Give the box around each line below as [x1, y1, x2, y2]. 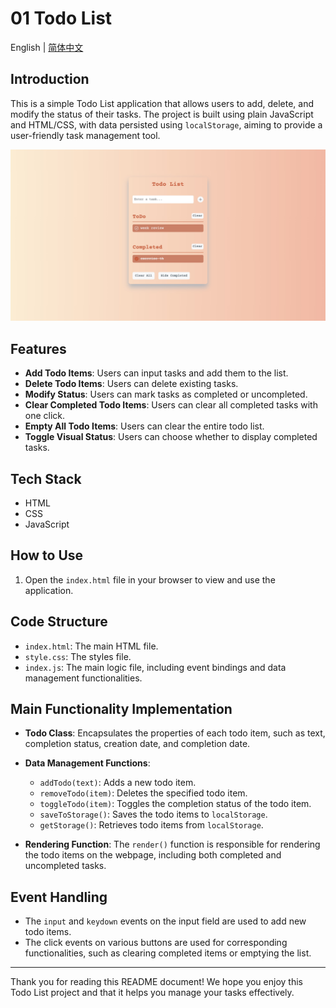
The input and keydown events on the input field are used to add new [24, 915, 307, 927]
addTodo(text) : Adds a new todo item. [39, 777, 197, 789]
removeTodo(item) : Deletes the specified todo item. [39, 787, 248, 799]
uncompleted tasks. [24, 860, 107, 872]
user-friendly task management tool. [10, 129, 161, 141]
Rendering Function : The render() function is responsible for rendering [24, 838, 321, 851]
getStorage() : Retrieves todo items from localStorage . [39, 819, 264, 831]
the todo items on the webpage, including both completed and [24, 849, 282, 861]
